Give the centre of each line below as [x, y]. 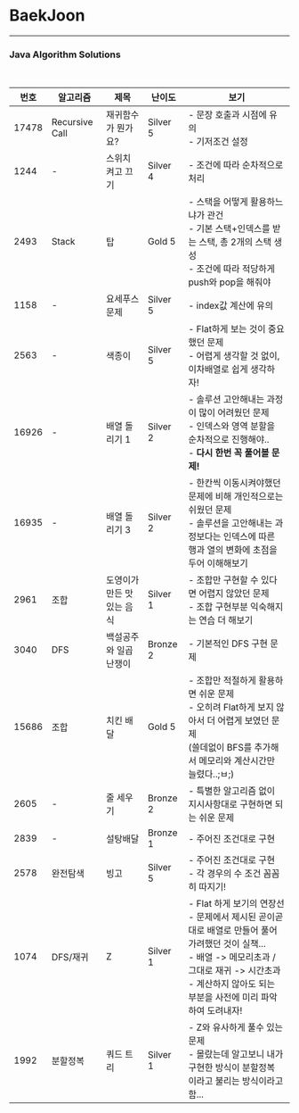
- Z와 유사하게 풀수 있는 [235, 1027]
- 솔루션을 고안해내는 [230, 523]
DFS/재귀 [70, 958]
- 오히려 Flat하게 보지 [231, 708]
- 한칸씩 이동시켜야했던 [234, 483]
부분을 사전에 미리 [224, 998]
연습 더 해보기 [226, 620]
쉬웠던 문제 [210, 510]
